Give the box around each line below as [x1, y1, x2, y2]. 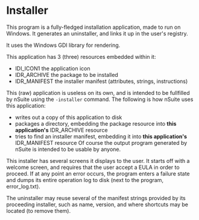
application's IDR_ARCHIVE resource [14, 126, 108, 133]
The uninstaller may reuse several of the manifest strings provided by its [6, 194, 186, 201]
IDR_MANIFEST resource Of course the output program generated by [14, 139, 188, 146]
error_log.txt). [6, 183, 40, 190]
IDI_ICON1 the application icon [14, 64, 90, 72]
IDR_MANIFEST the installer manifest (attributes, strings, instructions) [14, 78, 188, 85]
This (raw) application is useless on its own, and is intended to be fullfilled [6, 89, 190, 96]
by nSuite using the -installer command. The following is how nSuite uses [6, 96, 194, 103]
